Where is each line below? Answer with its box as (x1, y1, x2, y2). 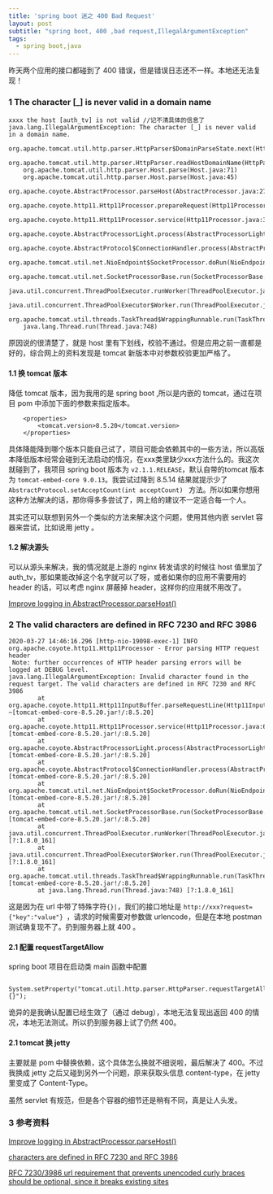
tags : (8, 34, 27, 43)
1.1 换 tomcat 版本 (8, 368, 67, 378)
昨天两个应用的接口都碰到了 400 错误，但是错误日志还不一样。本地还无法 (8, 66, 254, 76)
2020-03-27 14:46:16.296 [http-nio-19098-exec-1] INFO (8, 638, 198, 646)
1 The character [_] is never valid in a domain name (8, 97, 212, 108)
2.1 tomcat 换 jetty (8, 1038, 71, 1048)
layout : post (8, 20, 53, 28)
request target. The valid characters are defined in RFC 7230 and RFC (8, 680, 256, 688)
